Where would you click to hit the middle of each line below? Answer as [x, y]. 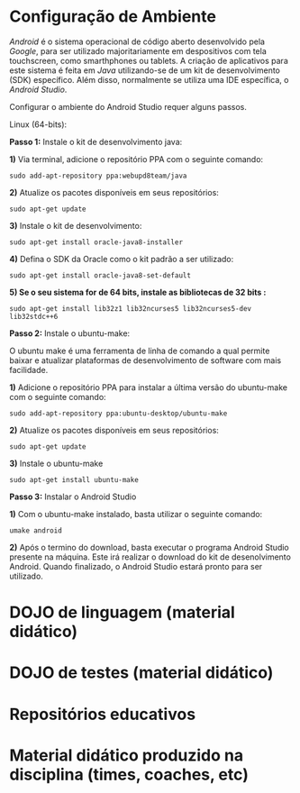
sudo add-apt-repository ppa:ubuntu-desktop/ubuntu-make [118, 413]
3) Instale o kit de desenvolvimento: [76, 225]
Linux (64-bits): [38, 124]
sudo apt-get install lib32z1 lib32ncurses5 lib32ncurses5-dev [131, 308]
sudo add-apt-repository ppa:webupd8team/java [98, 176]
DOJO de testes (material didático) [141, 673]
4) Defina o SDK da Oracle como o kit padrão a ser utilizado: [122, 259]
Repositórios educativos [103, 714]
